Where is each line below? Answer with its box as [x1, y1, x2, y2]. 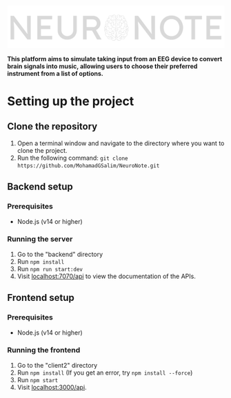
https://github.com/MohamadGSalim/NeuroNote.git [17, 162, 160, 169]
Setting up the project [7, 94, 134, 109]
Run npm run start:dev [17, 264, 83, 273]
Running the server [7, 234, 73, 244]
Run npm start [17, 375, 59, 384]
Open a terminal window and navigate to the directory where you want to [17, 139, 225, 147]
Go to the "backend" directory [17, 250, 103, 258]
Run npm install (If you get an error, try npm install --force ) [17, 368, 193, 377]
